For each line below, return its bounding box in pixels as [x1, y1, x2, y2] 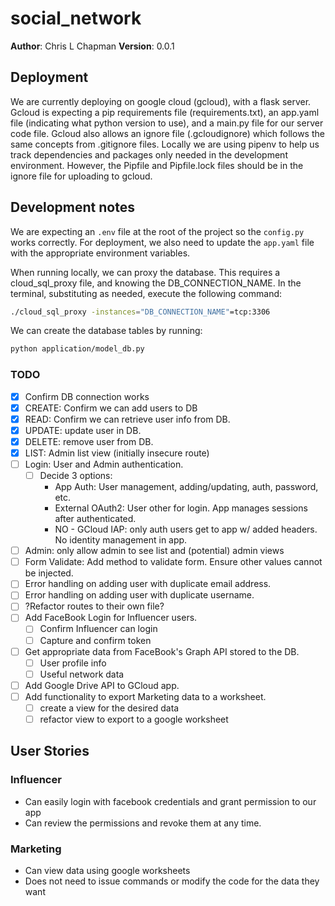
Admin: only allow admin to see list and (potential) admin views [24, 545, 285, 557]
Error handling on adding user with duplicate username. [24, 589, 255, 601]
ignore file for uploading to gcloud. [10, 170, 153, 182]
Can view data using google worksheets [24, 865, 191, 877]
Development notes [10, 199, 135, 216]
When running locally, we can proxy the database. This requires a [10, 266, 281, 278]
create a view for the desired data [39, 702, 180, 714]
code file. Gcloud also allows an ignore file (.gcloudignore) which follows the [10, 127, 325, 139]
